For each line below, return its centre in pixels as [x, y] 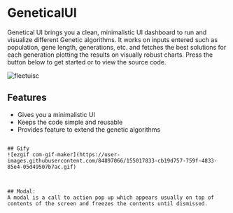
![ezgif [19, 154]
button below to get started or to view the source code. [87, 62]
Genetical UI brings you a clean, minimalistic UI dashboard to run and [107, 32]
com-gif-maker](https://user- [76, 154]
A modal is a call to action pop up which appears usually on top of [111, 198]
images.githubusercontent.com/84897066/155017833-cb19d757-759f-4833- [112, 160]
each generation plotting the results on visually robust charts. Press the [110, 55]
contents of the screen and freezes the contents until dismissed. [108, 204]
